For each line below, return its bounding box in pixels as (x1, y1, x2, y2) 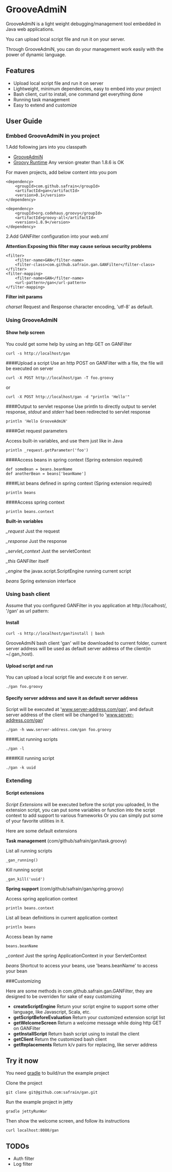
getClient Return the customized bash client (13, 1036, 107, 1042)
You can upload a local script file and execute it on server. (6, 674, 128, 680)
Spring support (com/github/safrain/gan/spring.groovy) (6, 885, 124, 892)
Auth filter (13, 1156, 35, 1162)
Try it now (6, 1056, 39, 1065)
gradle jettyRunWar (6, 1109, 48, 1114)
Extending (6, 777, 32, 784)
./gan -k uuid (6, 765, 36, 770)
